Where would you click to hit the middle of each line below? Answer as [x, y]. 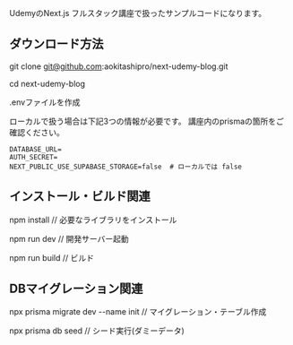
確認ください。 [37, 132]
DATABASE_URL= [36, 149]
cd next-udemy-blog [47, 83]
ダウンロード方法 [56, 44]
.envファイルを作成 [45, 102]
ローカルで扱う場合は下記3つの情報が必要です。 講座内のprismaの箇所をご [147, 121]
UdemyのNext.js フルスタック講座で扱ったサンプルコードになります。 [138, 13]
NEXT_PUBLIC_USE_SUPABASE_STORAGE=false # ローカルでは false [125, 167]
